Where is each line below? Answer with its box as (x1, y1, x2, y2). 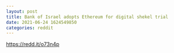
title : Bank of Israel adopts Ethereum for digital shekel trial (6, 14, 168, 20)
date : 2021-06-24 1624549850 (6, 19, 77, 25)
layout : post (6, 8, 38, 15)
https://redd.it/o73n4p (6, 41, 60, 48)
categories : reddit (6, 24, 54, 31)
